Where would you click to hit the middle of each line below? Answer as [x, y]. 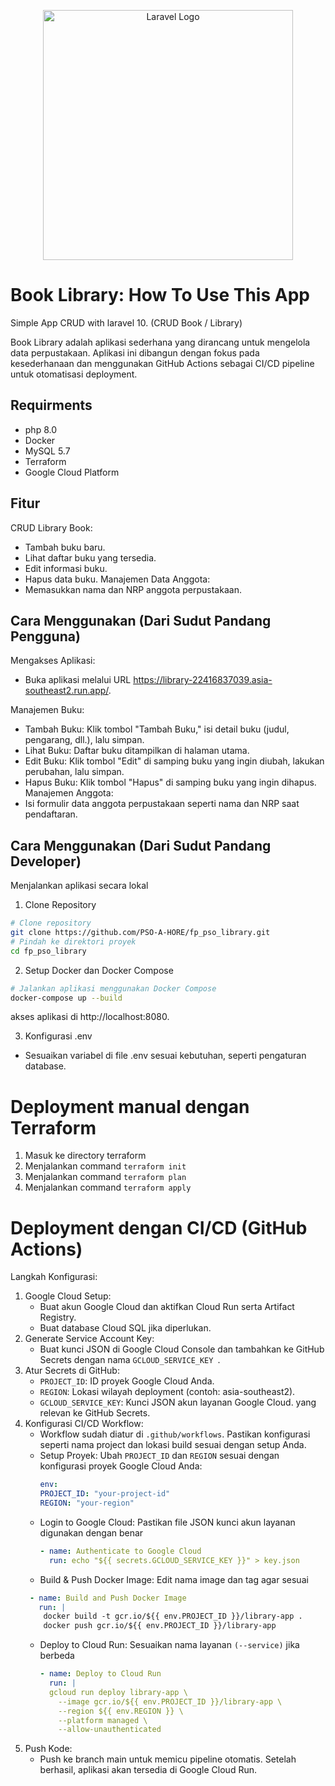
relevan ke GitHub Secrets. [95, 1413]
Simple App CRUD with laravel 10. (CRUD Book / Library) [126, 322]
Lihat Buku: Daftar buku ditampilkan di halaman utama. [137, 751]
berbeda [57, 1656]
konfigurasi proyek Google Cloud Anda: [121, 1466]
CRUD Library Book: [51, 527]
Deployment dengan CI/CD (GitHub [159, 1227]
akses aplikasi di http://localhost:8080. [90, 1017]
